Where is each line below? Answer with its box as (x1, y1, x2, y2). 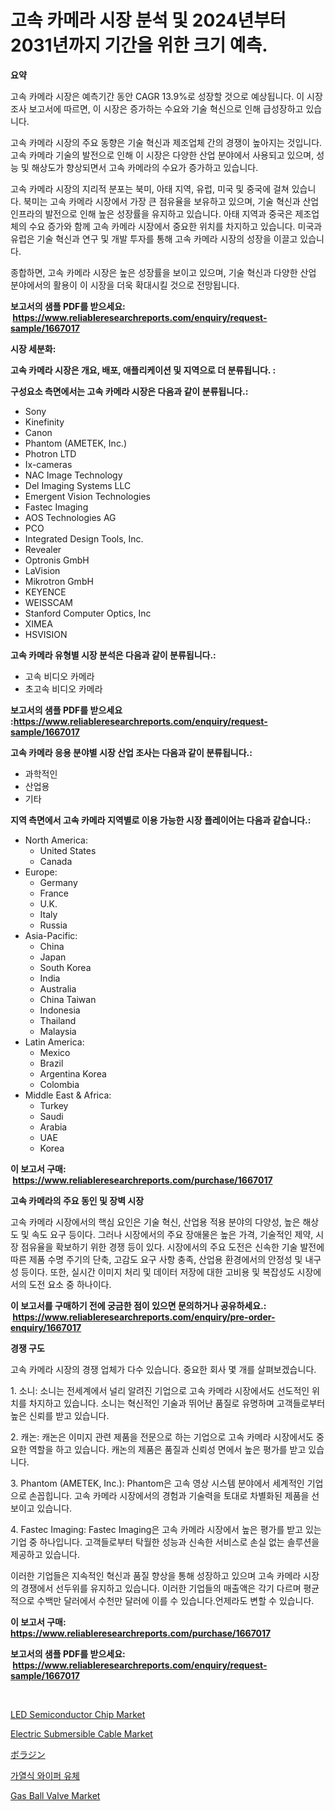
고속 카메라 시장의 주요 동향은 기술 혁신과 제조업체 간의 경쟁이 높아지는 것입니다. (10, 136, 323, 148)
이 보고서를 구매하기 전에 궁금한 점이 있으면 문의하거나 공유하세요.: (10, 1299, 267, 1311)
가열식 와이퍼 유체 (10, 1769, 80, 1781)
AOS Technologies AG (24, 511, 117, 523)
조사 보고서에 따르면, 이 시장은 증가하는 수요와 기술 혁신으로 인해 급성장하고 (10, 102, 304, 115)
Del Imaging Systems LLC (24, 479, 132, 491)
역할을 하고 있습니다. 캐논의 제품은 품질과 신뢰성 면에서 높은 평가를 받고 (28, 1443, 307, 1455)
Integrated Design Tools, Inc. (24, 532, 144, 545)
